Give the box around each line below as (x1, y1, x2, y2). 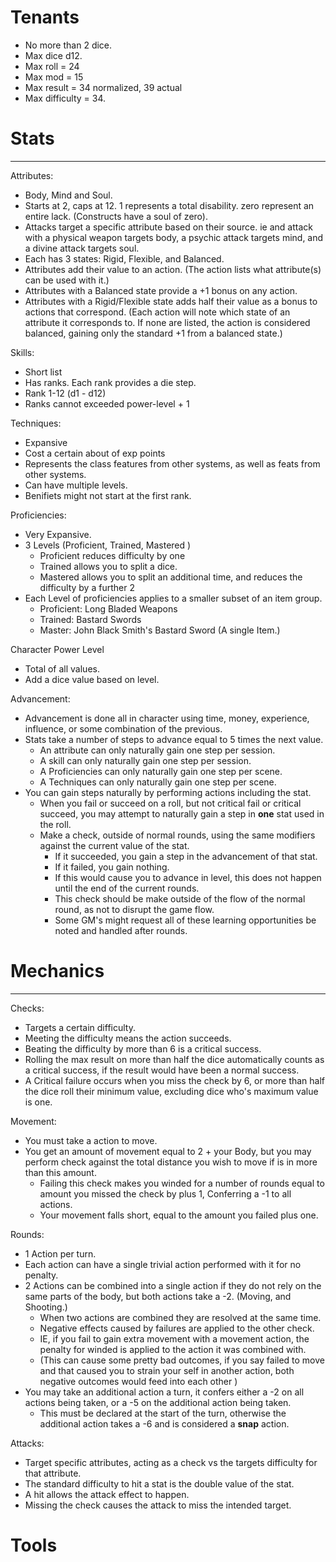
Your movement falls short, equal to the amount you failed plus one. (39, 1209, 319, 1221)
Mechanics (10, 960, 105, 983)
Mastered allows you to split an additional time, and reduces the (39, 571, 303, 583)
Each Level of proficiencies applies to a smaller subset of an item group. (24, 592, 323, 604)
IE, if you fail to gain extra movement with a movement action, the (39, 1332, 310, 1345)
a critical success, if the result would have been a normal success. (24, 1064, 300, 1076)
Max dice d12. (24, 49, 83, 61)
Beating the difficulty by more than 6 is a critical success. (24, 1042, 262, 1055)
